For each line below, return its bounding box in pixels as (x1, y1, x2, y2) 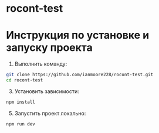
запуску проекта (6, 41, 93, 54)
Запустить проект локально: (14, 110, 86, 117)
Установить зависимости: (14, 87, 79, 95)
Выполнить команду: (14, 60, 67, 67)
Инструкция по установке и (6, 29, 150, 42)
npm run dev (6, 121, 35, 127)
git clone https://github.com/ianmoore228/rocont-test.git (6, 72, 154, 78)
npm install (6, 99, 35, 105)
